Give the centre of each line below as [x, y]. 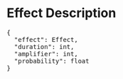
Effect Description [61, 13]
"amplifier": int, [46, 54]
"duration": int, [44, 47]
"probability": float [52, 61]
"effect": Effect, [46, 39]
